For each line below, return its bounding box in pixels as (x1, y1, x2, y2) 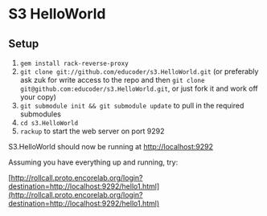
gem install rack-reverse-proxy (19, 59, 129, 67)
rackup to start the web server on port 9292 (19, 126, 165, 136)
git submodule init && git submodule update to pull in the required (19, 101, 244, 110)
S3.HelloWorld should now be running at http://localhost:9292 (8, 142, 214, 151)
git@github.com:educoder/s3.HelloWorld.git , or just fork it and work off (19, 84, 259, 93)
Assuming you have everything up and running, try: (8, 157, 179, 167)
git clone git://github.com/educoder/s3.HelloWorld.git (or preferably (19, 67, 259, 76)
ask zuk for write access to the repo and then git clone (19, 75, 205, 84)
